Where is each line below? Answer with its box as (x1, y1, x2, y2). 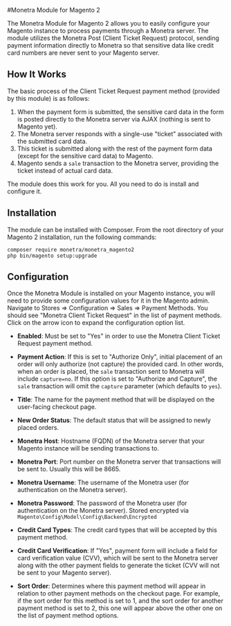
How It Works (7, 68, 67, 80)
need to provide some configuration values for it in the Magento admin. (7, 296, 210, 305)
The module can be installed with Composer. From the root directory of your (7, 225, 224, 234)
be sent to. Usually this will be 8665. (17, 465, 121, 473)
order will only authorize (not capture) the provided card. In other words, (17, 360, 224, 368)
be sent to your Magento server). (17, 569, 112, 577)
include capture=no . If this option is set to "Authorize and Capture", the (17, 374, 218, 383)
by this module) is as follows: (7, 94, 90, 102)
